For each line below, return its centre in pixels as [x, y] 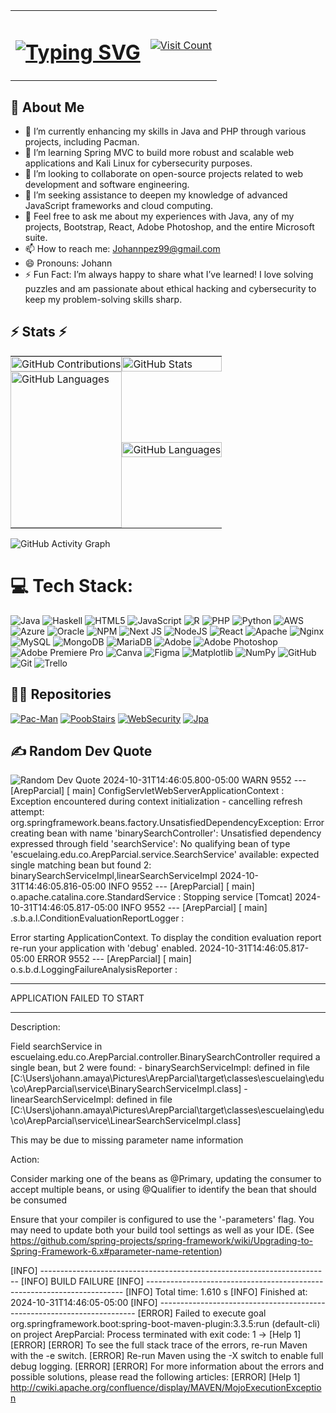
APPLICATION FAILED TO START [77, 998]
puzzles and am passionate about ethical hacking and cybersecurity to [170, 289]
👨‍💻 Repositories [61, 694]
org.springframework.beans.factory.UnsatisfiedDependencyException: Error [167, 823]
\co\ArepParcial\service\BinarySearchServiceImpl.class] [126, 1089]
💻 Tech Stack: [72, 586]
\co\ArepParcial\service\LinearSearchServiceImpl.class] [126, 1121]
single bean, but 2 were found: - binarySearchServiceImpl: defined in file [160, 1068]
